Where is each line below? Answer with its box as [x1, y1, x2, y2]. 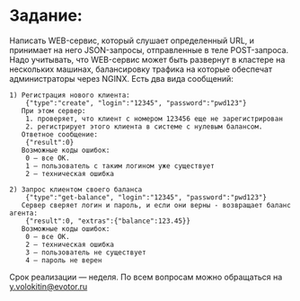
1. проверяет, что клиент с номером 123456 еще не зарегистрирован [25, 114, 283, 123]
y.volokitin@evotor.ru [9, 280, 88, 292]
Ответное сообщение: [21, 129, 99, 139]
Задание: [9, 5, 83, 26]
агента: [9, 208, 39, 217]
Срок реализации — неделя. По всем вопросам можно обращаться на [9, 271, 283, 282]
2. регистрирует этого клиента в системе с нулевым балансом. [25, 122, 263, 131]
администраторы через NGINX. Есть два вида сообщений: [9, 73, 234, 84]
